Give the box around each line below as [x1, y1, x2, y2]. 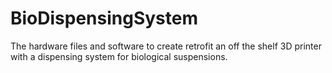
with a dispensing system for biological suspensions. [10, 50, 228, 62]
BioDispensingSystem [10, 7, 199, 30]
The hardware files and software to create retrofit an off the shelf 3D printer [10, 40, 322, 52]
